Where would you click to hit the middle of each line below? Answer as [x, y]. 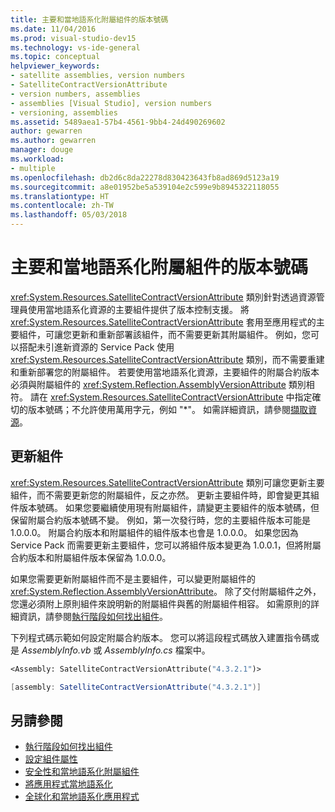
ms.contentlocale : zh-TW [62, 206]
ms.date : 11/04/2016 [53, 29]
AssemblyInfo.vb [56, 650]
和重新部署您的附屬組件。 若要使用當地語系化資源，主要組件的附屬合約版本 [165, 372]
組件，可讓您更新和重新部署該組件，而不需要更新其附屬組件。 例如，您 [164, 334]
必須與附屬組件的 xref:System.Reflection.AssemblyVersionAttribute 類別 [158, 384]
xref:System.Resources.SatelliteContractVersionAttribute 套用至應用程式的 [163, 322]
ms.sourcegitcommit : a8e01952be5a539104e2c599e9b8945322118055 [145, 187]
